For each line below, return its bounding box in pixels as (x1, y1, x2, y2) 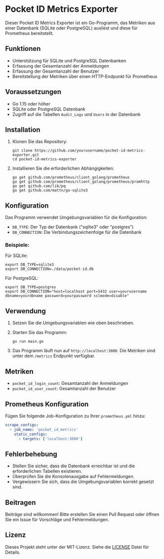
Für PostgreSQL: (5, 275, 39, 281)
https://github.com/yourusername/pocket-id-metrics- (34, 148, 146, 153)
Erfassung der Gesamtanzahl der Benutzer (12, 68, 99, 74)
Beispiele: (5, 242, 30, 249)
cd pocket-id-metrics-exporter (12, 157, 77, 162)
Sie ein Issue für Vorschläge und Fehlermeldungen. (5, 517, 110, 522)
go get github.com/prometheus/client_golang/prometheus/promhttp (12, 179, 150, 185)
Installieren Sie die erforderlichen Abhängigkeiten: (12, 165, 115, 171)
